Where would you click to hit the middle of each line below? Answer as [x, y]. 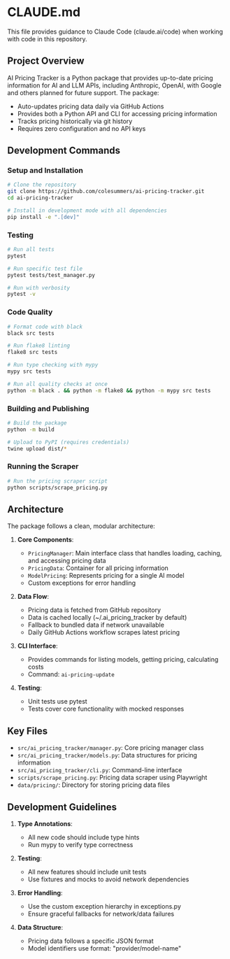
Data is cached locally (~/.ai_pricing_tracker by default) [107, 618]
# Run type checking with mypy [53, 365]
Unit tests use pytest [57, 702]
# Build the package [37, 423]
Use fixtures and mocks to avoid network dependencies [108, 879]
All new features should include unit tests [87, 872]
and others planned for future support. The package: [83, 92]
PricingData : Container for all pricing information [98, 568]
